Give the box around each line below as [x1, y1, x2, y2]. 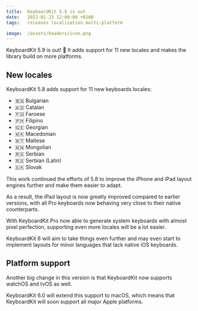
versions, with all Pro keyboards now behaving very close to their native [6, 199, 181, 207]
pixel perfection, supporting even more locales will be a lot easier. [6, 223, 167, 231]
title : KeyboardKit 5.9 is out [6, 8, 86, 15]
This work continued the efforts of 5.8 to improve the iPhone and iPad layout [6, 176, 192, 183]
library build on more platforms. [6, 53, 83, 60]
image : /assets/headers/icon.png [6, 30, 92, 36]
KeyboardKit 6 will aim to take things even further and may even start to [6, 235, 181, 242]
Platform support [6, 258, 70, 268]
